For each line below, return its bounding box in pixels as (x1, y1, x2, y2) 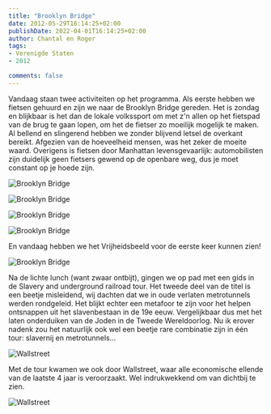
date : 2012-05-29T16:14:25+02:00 (8, 19, 121, 28)
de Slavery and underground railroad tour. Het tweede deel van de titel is (8, 281, 251, 291)
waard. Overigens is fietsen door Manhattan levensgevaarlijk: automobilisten (8, 145, 264, 155)
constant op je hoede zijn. (8, 163, 95, 173)
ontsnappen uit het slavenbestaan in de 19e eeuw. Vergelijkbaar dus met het (8, 307, 262, 317)
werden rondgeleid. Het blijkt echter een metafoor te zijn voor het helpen (8, 298, 252, 308)
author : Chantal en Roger (8, 34, 95, 43)
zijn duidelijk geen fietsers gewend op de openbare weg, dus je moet (8, 154, 239, 164)
